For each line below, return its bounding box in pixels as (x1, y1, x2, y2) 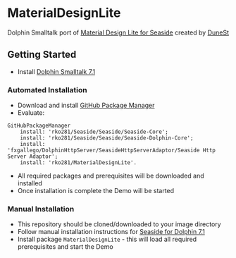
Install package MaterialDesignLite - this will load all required (17, 235, 197, 244)
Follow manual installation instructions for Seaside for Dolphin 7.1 (17, 228, 206, 236)
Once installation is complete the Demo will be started (17, 187, 175, 195)
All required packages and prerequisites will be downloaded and (17, 171, 204, 180)
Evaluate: (17, 109, 45, 117)
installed (17, 179, 42, 188)
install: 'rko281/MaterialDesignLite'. (20, 159, 137, 166)
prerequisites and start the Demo (17, 242, 114, 251)
